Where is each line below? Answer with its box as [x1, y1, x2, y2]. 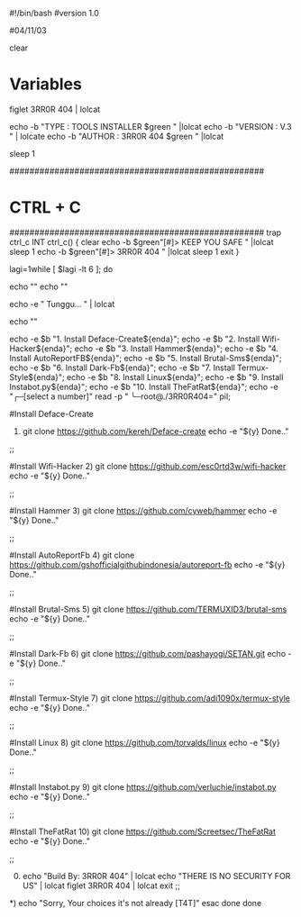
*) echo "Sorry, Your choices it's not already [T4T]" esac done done [9, 897, 262, 908]
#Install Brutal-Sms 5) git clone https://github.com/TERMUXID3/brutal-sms [9, 604, 287, 614]
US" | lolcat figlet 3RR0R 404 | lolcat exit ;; [22, 880, 180, 891]
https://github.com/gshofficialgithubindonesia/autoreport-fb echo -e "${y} [9, 558, 286, 570]
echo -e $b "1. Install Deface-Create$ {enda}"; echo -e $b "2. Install [9, 333, 260, 344]
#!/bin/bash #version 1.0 [9, 8, 99, 18]
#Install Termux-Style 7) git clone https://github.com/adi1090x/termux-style [9, 693, 290, 704]
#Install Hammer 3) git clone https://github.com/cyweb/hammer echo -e [9, 504, 278, 516]
